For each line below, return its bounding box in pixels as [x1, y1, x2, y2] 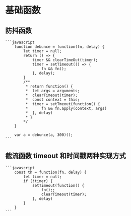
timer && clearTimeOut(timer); [32, 57, 98, 62]
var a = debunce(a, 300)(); [14, 132, 73, 137]
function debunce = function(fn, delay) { [14, 44, 105, 49]
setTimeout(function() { [32, 183, 85, 188]
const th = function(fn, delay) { [14, 170, 87, 175]
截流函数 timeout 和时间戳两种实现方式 [5, 152, 126, 160]
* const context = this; [25, 97, 80, 102]
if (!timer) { [23, 178, 53, 184]
